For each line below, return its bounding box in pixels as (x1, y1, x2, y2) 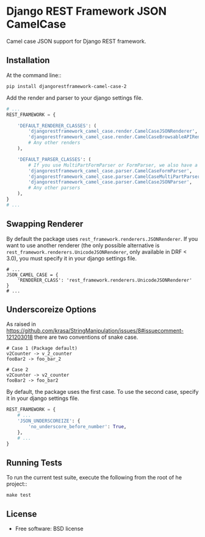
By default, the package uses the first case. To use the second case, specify (6, 388, 199, 396)
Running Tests (6, 457, 62, 468)
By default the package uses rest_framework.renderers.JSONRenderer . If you (6, 235, 198, 242)
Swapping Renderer (6, 219, 84, 229)
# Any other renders (28, 139, 81, 146)
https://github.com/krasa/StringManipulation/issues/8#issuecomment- (6, 327, 184, 335)
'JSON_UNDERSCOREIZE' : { (17, 418, 81, 424)
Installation (6, 55, 50, 65)
